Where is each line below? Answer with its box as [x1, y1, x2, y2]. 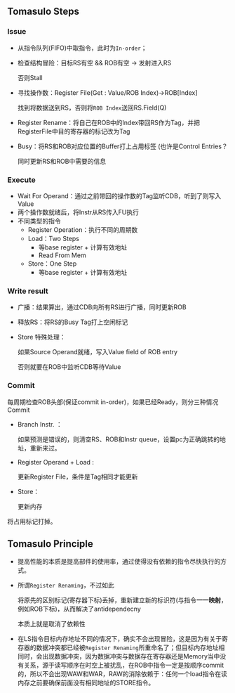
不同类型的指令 [17, 216, 61, 225]
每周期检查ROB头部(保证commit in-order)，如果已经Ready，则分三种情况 [7, 397, 219, 406]
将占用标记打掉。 [7, 517, 57, 526]
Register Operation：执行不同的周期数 [27, 225, 138, 234]
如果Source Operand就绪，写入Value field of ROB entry [17, 348, 177, 356]
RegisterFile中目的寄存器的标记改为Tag [17, 127, 130, 136]
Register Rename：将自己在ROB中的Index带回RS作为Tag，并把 [17, 118, 200, 127]
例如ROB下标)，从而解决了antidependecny [17, 604, 142, 614]
